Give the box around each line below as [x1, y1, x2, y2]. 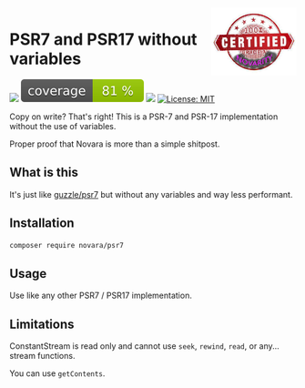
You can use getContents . [9, 368, 106, 379]
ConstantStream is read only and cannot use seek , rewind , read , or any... [9, 341, 280, 352]
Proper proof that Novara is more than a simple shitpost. [9, 138, 220, 149]
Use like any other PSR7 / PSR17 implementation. [9, 290, 193, 301]
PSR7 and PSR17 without [9, 29, 198, 50]
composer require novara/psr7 [9, 240, 125, 250]
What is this [9, 165, 79, 180]
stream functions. [9, 351, 76, 362]
